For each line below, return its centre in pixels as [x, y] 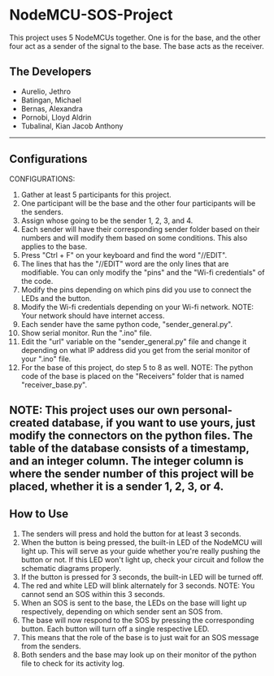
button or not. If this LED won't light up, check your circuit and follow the [142, 560]
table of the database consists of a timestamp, [129, 448]
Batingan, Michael [51, 100]
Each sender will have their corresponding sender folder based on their [140, 229]
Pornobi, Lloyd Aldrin [56, 117]
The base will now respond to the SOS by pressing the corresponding [137, 620]
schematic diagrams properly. [71, 568]
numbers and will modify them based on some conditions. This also [134, 238]
